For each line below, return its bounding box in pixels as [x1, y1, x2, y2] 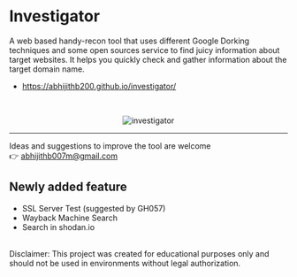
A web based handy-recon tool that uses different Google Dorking [9, 35, 250, 46]
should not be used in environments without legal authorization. [9, 258, 241, 268]
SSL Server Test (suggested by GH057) [21, 203, 166, 213]
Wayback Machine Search [21, 212, 118, 223]
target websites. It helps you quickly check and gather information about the [9, 54, 287, 65]
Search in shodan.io [21, 221, 95, 232]
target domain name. [9, 64, 86, 74]
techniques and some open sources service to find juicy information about [9, 44, 280, 55]
